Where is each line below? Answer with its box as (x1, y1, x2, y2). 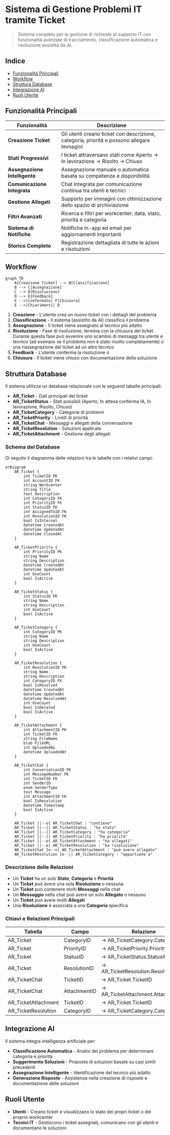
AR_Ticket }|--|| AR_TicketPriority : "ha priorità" (14, 834, 128, 840)
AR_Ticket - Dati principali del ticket (12, 393, 88, 399)
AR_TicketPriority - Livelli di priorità (12, 414, 89, 421)
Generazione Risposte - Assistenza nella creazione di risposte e (12, 1074, 148, 1081)
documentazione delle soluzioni (12, 1080, 79, 1086)
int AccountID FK (23, 478, 60, 484)
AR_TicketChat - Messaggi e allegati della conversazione (12, 420, 133, 426)
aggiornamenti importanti (61, 230, 121, 237)
